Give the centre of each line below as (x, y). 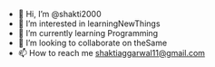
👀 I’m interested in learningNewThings (89, 24)
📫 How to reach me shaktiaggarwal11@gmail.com (112, 53)
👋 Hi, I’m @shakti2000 (59, 14)
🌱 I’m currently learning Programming (88, 33)
